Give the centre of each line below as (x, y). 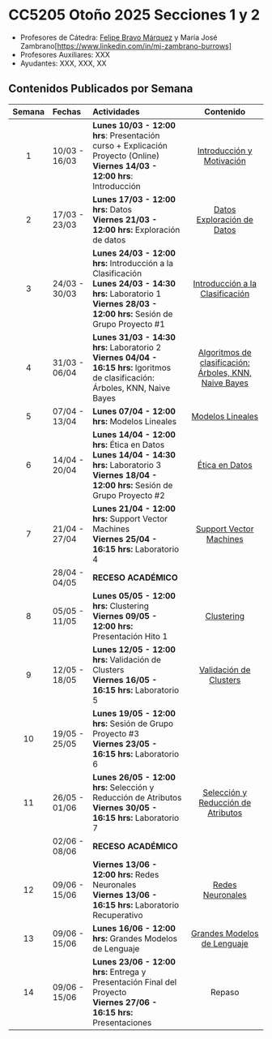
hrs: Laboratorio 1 (127, 294)
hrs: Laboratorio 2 (127, 347)
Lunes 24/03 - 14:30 (134, 283)
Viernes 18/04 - (125, 474)
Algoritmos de (225, 352)
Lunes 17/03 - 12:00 (134, 199)
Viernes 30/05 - (125, 807)
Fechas (67, 111)
